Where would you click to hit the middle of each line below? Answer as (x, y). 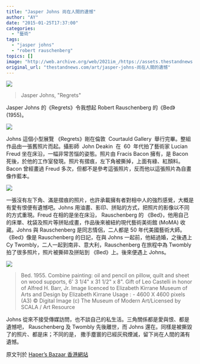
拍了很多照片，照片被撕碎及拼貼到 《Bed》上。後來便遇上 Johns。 (88, 252)
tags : (13, 39)
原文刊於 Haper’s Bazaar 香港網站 (47, 354)
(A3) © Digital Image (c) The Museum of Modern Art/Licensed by (101, 301)
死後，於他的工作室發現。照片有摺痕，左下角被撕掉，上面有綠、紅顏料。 (95, 161)
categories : (21, 28)
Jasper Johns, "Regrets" (51, 95)
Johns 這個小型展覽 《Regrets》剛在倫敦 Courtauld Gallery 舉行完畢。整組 (99, 139)
